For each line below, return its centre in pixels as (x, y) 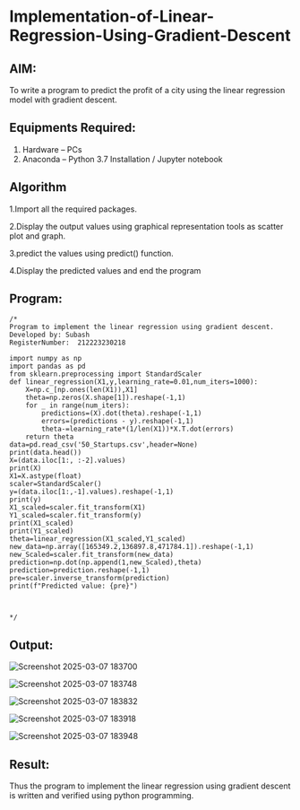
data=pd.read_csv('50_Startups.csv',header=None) (104, 445)
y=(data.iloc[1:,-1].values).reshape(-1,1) (92, 492)
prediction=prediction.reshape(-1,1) (80, 570)
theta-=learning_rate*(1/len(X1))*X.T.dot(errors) (138, 429)
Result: (30, 764)
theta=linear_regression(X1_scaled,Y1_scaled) (98, 539)
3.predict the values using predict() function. (92, 253)
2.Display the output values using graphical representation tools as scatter (146, 226)
